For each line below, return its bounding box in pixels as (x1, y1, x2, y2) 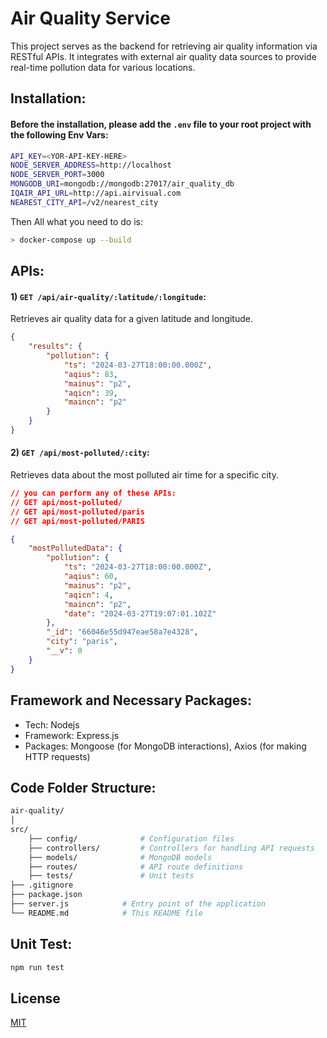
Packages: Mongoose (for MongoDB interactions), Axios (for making (24, 740, 307, 752)
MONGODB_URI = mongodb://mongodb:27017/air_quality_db (10, 179, 235, 189)
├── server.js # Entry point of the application (10, 899, 267, 909)
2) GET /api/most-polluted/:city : (10, 447, 150, 459)
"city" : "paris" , (46, 637, 118, 647)
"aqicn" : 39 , (63, 388, 118, 398)
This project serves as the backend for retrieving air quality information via (10, 40, 318, 52)
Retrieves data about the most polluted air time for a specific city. (10, 469, 280, 481)
